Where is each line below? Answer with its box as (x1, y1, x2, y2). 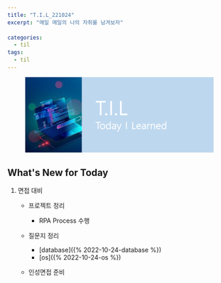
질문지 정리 (28, 231, 59, 240)
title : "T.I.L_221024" (7, 11, 75, 18)
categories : (7, 34, 43, 41)
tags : (7, 49, 23, 56)
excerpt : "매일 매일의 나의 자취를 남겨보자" (7, 18, 124, 26)
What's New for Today (7, 167, 109, 179)
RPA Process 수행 (38, 216, 90, 225)
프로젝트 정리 (28, 201, 65, 210)
